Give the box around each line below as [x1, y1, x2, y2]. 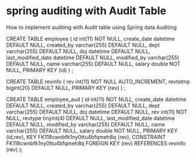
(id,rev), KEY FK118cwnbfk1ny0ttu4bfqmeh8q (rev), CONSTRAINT [6, 133, 166, 140]
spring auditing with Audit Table [6, 4, 166, 18]
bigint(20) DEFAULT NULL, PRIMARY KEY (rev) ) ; [6, 84, 126, 91]
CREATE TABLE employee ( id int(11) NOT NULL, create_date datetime [6, 35, 175, 42]
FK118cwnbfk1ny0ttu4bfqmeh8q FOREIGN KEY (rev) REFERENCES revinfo [6, 139, 186, 147]
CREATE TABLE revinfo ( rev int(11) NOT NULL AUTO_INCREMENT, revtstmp [6, 78, 190, 85]
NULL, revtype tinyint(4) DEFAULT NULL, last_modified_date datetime [6, 114, 175, 122]
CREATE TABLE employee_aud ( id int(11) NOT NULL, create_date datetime [6, 96, 187, 103]
